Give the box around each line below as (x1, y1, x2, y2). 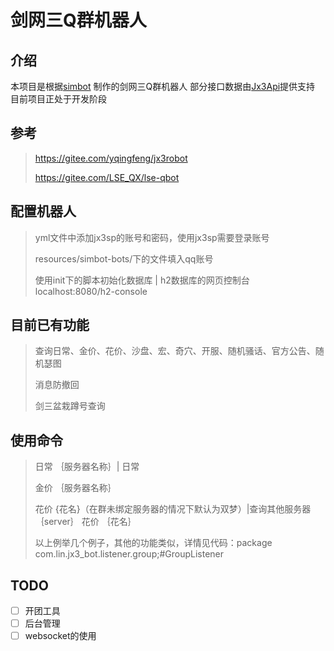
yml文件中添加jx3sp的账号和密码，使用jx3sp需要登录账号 (34, 231, 270, 243)
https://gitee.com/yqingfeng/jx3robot (34, 152, 188, 164)
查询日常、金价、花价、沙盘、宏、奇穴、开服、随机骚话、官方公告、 (34, 345, 316, 357)
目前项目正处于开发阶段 (10, 93, 107, 105)
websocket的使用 (24, 630, 97, 642)
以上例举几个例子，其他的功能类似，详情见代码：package (34, 537, 273, 549)
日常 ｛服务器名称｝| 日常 (34, 461, 140, 473)
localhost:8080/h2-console (34, 285, 148, 297)
